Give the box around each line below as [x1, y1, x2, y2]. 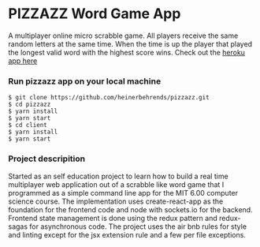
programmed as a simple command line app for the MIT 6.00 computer [8, 188, 239, 197]
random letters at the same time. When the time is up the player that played [8, 39, 253, 48]
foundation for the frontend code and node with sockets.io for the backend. [8, 204, 254, 214]
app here [8, 56, 38, 65]
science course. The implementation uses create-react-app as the [8, 196, 224, 206]
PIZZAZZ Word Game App [8, 5, 181, 23]
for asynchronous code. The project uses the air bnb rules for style [29, 222, 247, 231]
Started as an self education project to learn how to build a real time [8, 171, 228, 181]
